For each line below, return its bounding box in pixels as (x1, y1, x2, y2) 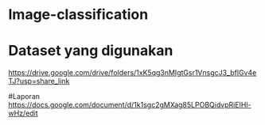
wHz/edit (8, 108, 38, 118)
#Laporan (8, 92, 41, 101)
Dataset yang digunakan (8, 42, 173, 60)
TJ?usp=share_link (8, 77, 70, 86)
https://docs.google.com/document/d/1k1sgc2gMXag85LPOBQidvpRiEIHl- (8, 100, 252, 110)
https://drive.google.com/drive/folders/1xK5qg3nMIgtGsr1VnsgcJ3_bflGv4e (8, 68, 257, 78)
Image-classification (8, 6, 149, 24)
